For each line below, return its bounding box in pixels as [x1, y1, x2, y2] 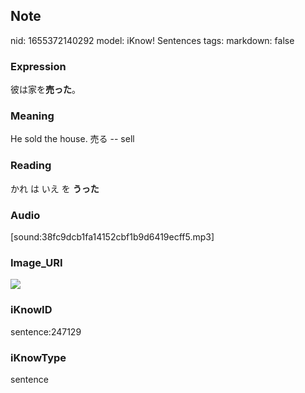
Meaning [10, 109, 55, 123]
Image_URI [10, 255, 63, 269]
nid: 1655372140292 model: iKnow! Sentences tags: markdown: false [10, 34, 295, 46]
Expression [10, 59, 67, 73]
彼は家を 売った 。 [10, 84, 81, 96]
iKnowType [10, 350, 67, 364]
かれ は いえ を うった [10, 182, 100, 194]
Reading [10, 159, 52, 173]
